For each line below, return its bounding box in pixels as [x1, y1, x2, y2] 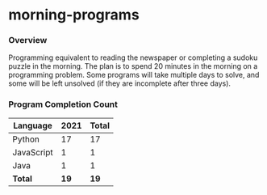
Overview [8, 35, 48, 46]
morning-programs [8, 6, 140, 24]
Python [12, 134, 40, 145]
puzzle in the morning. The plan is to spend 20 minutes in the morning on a [8, 61, 258, 71]
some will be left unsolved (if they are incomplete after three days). [8, 78, 232, 88]
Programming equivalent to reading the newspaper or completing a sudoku [8, 53, 258, 62]
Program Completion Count [8, 99, 119, 110]
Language [13, 120, 52, 131]
